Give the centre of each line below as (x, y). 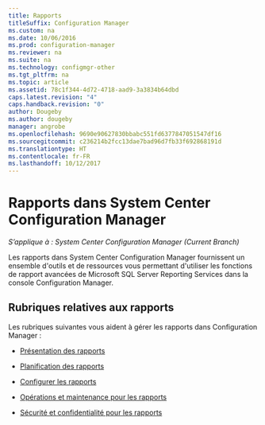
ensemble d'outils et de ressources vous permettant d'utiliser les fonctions (130, 266)
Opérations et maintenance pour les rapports (93, 397)
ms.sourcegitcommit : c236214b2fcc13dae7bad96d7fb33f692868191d (115, 141)
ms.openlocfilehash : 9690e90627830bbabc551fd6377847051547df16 (115, 134)
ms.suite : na (30, 60)
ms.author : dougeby (40, 119)
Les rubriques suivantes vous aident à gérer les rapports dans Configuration (133, 326)
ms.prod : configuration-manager (61, 45)
